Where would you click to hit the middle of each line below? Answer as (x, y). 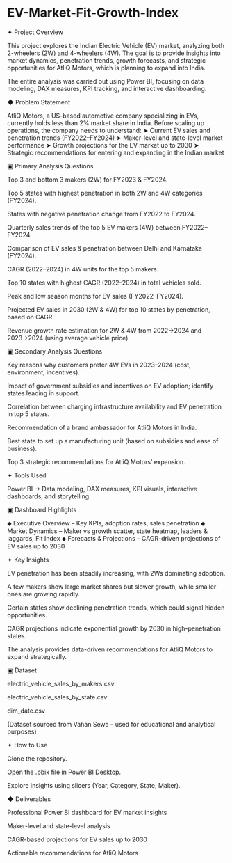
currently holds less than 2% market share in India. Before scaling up (106, 122)
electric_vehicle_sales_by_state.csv (57, 697)
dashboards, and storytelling (48, 496)
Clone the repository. (37, 758)
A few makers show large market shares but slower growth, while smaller (112, 587)
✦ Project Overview (35, 32)
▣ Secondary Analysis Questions (55, 351)
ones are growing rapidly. (43, 594)
